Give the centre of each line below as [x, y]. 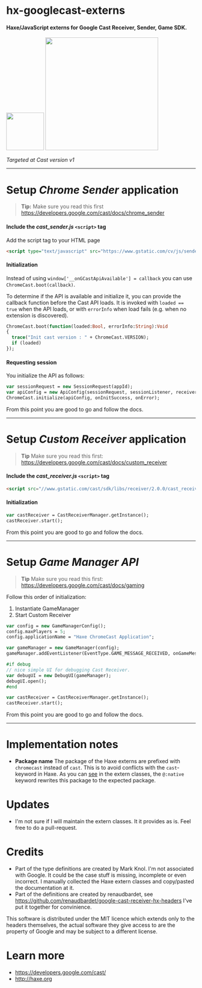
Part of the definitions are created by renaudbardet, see [84, 894]
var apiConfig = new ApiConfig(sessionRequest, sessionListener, [90, 392]
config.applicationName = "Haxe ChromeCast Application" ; [80, 637]
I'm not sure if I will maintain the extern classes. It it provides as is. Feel [103, 821]
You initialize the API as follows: [45, 376]
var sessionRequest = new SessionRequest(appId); [70, 387]
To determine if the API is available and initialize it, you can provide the [94, 296]
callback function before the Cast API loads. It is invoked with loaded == [95, 302]
